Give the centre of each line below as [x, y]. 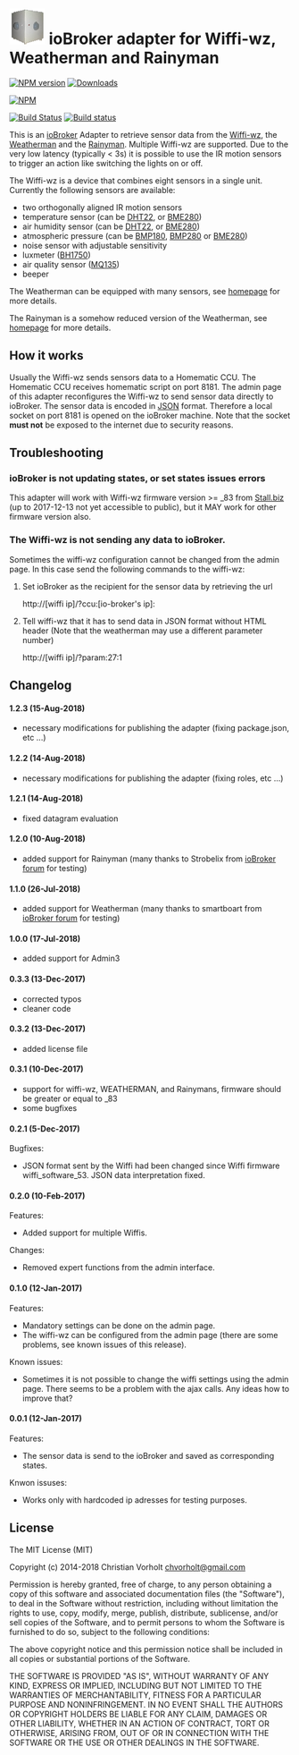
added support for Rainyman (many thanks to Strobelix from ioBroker [149, 859]
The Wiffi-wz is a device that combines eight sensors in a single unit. [136, 180]
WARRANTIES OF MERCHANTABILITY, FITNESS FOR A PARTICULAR [135, 1695]
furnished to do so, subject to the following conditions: [109, 1632]
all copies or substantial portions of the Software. [100, 1658]
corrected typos [52, 999]
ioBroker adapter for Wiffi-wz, [162, 39]
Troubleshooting [57, 453]
